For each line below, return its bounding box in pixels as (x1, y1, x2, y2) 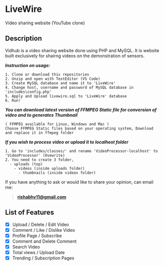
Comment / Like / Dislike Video (12, 227, 75, 233)
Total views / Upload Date (12, 249, 65, 255)
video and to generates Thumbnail (5, 112, 78, 118)
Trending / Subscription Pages (12, 255, 75, 261)
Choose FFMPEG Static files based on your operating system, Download (5, 126, 154, 131)
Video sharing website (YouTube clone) (5, 20, 85, 26)
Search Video (12, 244, 41, 250)
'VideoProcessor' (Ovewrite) (5, 153, 65, 158)
